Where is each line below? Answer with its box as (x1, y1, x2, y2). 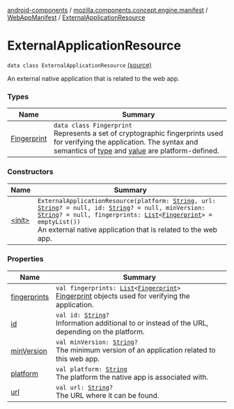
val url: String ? (55, 383, 114, 392)
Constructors (7, 167, 54, 177)
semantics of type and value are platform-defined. (53, 146, 219, 156)
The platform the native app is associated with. (55, 372, 209, 382)
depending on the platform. (55, 327, 145, 336)
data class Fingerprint (53, 121, 132, 130)
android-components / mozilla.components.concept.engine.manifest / (7, 6, 208, 14)
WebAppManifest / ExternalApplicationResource (7, 13, 146, 22)
